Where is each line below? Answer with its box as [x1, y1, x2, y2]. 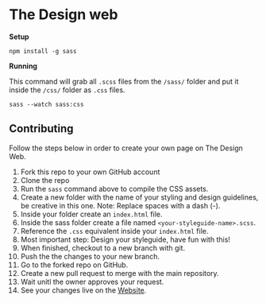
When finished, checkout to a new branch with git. [20, 243, 186, 252]
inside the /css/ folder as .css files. [9, 85, 125, 95]
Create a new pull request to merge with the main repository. [20, 268, 219, 278]
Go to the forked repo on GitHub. [20, 260, 129, 270]
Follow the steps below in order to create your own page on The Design [9, 143, 243, 153]
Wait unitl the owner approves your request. [20, 277, 164, 286]
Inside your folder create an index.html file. [20, 209, 163, 219]
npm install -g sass [9, 47, 78, 55]
